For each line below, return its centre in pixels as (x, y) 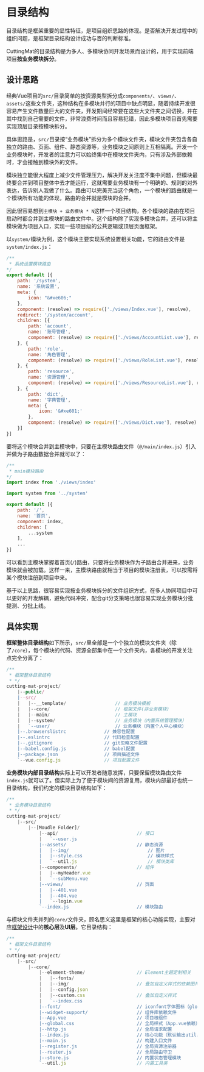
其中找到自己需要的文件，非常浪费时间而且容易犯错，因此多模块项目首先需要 (102, 118)
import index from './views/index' (51, 482)
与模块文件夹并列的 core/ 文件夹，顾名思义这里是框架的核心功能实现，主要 (98, 920)
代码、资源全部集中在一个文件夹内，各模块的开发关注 (126, 650)
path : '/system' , (39, 281)
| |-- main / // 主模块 (77, 715)
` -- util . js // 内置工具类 (103, 1063)
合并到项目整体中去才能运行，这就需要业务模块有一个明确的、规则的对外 (107, 182)
